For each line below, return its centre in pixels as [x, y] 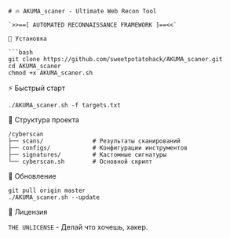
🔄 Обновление [32, 176]
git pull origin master [47, 190]
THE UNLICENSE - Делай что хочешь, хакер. [78, 227]
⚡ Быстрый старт [37, 88]
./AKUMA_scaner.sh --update [54, 197]
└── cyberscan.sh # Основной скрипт [80, 161]
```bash [21, 53]
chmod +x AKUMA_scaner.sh [50, 73]
